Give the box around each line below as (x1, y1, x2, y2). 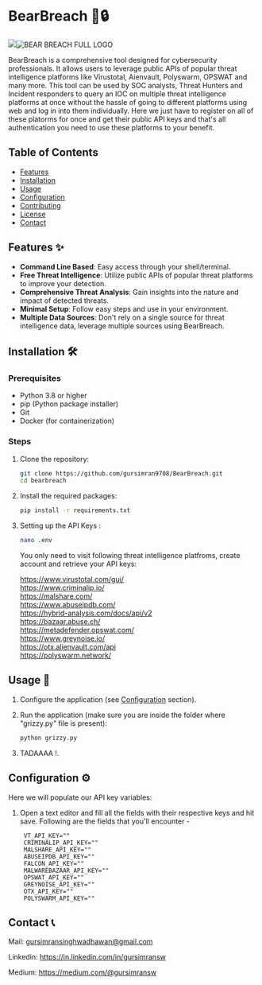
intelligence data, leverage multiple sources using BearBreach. (19, 320, 225, 331)
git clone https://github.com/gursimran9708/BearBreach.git (19, 469, 223, 478)
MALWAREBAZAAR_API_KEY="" (23, 867, 110, 874)
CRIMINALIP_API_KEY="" (23, 839, 99, 847)
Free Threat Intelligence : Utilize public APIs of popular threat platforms (19, 270, 253, 280)
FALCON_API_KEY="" (23, 859, 85, 867)
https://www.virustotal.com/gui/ (19, 575, 125, 584)
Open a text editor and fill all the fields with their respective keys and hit (19, 808, 255, 817)
